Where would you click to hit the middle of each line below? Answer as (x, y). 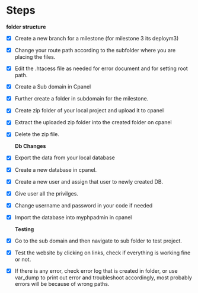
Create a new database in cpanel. (56, 169)
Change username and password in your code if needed (84, 205)
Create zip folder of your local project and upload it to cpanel (89, 111)
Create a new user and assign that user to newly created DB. (89, 181)
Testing (24, 229)
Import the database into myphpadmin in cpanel (73, 217)
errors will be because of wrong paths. (62, 284)
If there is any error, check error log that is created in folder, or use (96, 270)
